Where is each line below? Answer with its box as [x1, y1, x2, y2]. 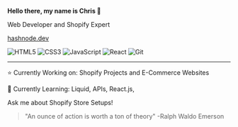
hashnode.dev [7, 34, 50, 42]
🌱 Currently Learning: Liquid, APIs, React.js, [7, 85, 135, 93]
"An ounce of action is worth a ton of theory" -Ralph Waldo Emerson [24, 112, 225, 120]
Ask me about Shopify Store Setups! [7, 99, 113, 107]
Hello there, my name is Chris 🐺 [7, 7, 101, 15]
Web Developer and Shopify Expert [7, 20, 110, 28]
